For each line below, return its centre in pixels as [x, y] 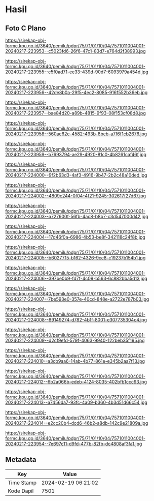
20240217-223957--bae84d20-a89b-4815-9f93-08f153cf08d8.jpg [75, 113]
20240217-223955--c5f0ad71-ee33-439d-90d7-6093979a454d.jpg [77, 72]
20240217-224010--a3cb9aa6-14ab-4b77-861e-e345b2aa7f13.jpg [75, 361]
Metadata [21, 460]
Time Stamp [22, 483]
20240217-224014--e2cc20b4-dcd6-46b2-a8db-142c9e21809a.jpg [77, 423]
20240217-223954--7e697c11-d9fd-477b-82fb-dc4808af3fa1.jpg [74, 444]
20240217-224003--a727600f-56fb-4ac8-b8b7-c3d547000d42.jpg [77, 216]
